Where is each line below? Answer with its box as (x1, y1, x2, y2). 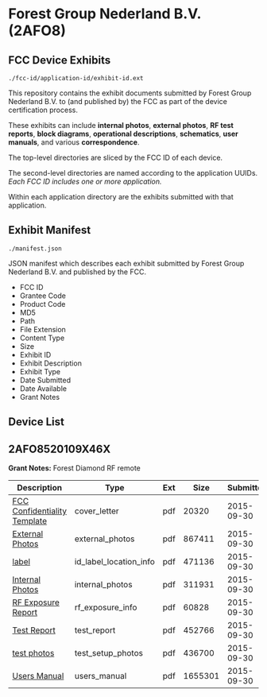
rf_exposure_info (74, 602, 137, 613)
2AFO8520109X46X (8, 442, 111, 455)
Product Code (19, 299, 66, 308)
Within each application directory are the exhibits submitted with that (8, 192, 234, 201)
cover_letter (74, 505, 119, 517)
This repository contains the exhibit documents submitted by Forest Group (8, 88, 252, 98)
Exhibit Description (19, 358, 82, 368)
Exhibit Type (19, 366, 61, 376)
